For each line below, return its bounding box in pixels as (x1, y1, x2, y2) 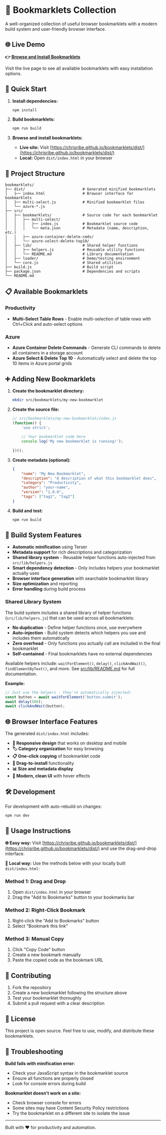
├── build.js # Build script (5, 264, 114, 270)
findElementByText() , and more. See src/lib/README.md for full (5, 665, 135, 671)
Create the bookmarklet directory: (12, 388, 84, 393)
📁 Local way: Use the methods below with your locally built (5, 860, 126, 866)
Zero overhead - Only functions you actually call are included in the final (12, 640, 161, 646)
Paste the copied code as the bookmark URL (12, 957, 104, 963)
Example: (5, 680, 25, 686)
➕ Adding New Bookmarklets (5, 375, 96, 383)
